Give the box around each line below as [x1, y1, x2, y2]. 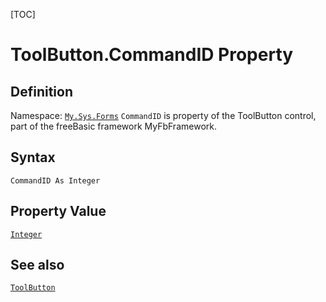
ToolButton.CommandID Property [10, 44, 294, 66]
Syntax [10, 149, 56, 166]
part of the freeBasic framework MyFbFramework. [10, 120, 217, 132]
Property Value [10, 203, 107, 220]
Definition [10, 83, 73, 100]
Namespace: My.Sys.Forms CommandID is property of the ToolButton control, [10, 110, 317, 121]
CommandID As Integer [10, 175, 101, 186]
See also [10, 257, 65, 274]
